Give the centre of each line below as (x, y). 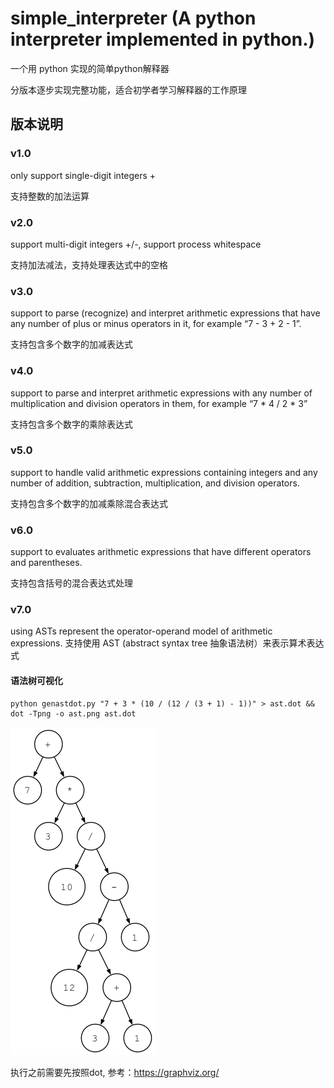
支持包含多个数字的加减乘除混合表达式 (89, 503)
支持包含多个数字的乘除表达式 (71, 424)
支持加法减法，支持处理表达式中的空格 (89, 264)
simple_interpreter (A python (133, 18)
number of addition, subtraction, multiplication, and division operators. (155, 483)
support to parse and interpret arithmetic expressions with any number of (161, 393)
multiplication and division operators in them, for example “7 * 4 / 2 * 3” (159, 403)
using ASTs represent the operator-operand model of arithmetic (141, 631)
